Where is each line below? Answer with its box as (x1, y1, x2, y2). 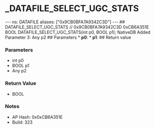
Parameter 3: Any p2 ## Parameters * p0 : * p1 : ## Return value (5, 34, 131, 40)
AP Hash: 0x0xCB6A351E (12, 114, 63, 120)
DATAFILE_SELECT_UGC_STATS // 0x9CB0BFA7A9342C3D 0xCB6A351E (5, 24, 149, 30)
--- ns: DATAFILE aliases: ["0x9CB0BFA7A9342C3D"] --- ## (5, 19, 125, 25)
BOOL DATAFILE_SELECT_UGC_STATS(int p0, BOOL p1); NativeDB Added (5, 29, 151, 35)
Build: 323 (12, 119, 33, 125)
